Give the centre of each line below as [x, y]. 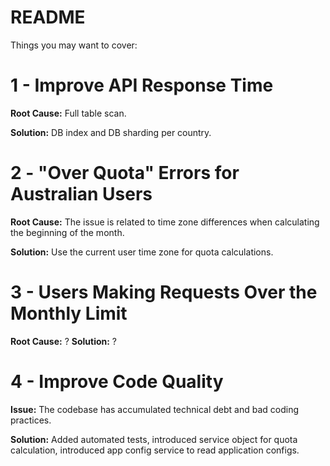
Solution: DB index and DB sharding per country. [111, 132]
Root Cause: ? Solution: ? [64, 341]
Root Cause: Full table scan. [68, 113]
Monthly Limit [69, 313]
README [48, 17]
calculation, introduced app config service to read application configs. [155, 450]
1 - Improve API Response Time [142, 85]
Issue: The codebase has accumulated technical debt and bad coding [155, 409]
